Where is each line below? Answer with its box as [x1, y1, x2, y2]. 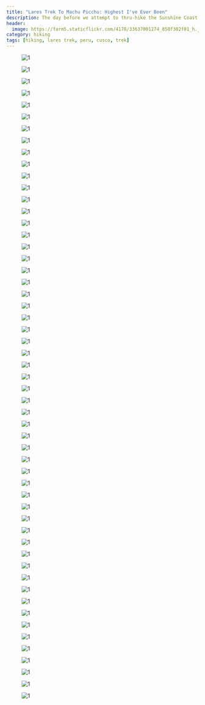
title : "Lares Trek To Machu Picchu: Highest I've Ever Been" [6, 9, 168, 15]
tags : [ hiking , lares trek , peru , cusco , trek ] [6, 37, 130, 43]
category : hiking [6, 32, 51, 38]
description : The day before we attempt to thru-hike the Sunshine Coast [6, 15, 198, 21]
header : [6, 20, 26, 26]
